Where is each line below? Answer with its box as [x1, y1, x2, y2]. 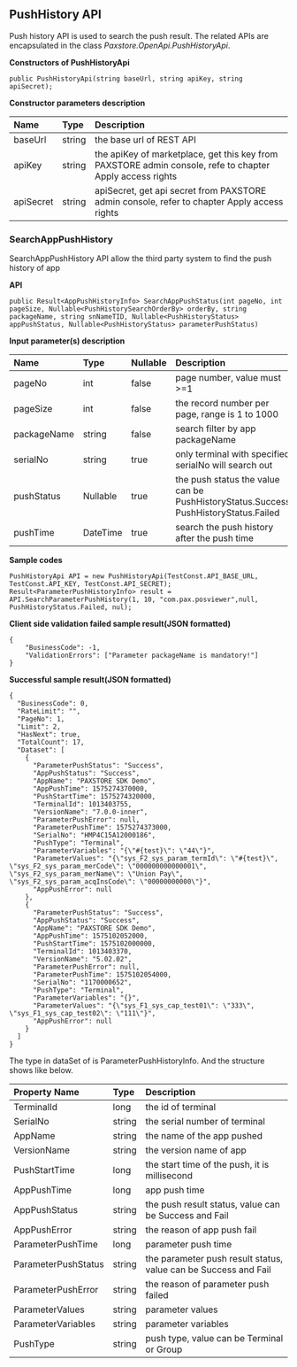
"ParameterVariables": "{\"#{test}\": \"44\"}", [32, 846, 216, 855]
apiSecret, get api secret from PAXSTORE [94, 184, 267, 197]
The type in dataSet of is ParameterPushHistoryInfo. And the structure [9, 1055, 265, 1066]
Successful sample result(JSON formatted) [9, 675, 171, 685]
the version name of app [145, 1144, 247, 1156]
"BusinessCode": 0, [17, 699, 89, 708]
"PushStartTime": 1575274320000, [32, 792, 156, 801]
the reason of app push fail [145, 1224, 257, 1236]
